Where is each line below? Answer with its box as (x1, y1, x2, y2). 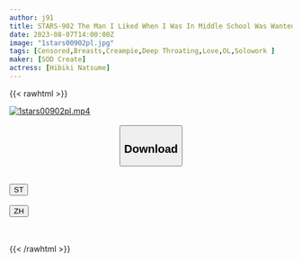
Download (124, 141, 178, 156)
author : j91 (9, 13, 54, 23)
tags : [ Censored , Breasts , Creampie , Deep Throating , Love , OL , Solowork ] (9, 47, 276, 56)
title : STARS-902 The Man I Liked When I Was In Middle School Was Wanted (9, 22, 296, 31)
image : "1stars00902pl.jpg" (9, 38, 115, 48)
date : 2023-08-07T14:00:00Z (9, 30, 115, 39)
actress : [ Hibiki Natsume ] (9, 64, 111, 73)
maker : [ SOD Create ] (9, 55, 87, 64)
